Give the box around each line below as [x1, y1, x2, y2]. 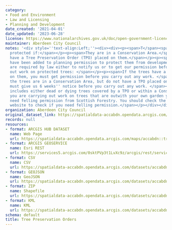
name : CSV [10, 160, 31, 165]
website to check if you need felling [10, 103, 93, 108]
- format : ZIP [5, 184, 36, 189]
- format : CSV [5, 155, 36, 160]
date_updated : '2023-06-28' [5, 31, 66, 36]
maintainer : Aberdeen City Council [5, 41, 81, 46]
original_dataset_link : [5, 112, 56, 118]
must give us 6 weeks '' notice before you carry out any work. [10, 83, 147, 89]
